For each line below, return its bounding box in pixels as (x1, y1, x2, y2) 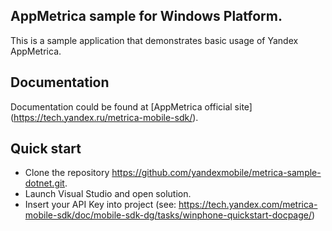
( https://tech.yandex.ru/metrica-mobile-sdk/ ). (10, 111, 199, 123)
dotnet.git (24, 177, 65, 189)
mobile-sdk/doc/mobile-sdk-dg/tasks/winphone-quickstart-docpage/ (24, 209, 313, 221)
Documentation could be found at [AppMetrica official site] (10, 100, 253, 113)
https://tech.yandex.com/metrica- (178, 199, 318, 211)
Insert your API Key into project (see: (24, 199, 177, 211)
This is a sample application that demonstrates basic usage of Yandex (10, 34, 299, 46)
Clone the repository (24, 167, 110, 179)
